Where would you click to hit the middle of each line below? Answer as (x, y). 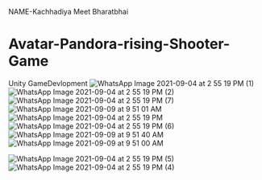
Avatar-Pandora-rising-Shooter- (119, 44)
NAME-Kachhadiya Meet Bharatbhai (69, 12)
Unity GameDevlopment (48, 83)
